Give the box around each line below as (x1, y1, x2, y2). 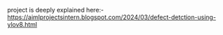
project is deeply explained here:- (7, 6, 105, 14)
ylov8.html (7, 21, 38, 28)
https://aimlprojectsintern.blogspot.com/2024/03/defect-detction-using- (7, 13, 216, 21)
